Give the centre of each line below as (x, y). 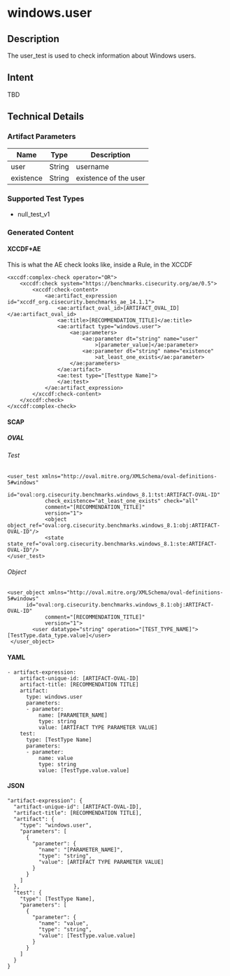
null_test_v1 (34, 214)
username (93, 166)
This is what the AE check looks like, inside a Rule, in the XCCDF (100, 264)
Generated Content (41, 232)
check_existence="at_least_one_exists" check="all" (121, 501)
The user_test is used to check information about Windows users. (102, 55)
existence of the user (110, 178)
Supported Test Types (46, 199)
